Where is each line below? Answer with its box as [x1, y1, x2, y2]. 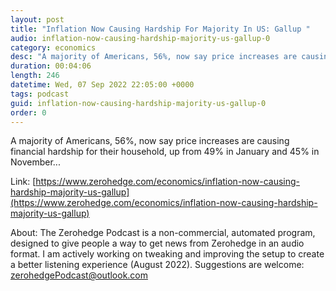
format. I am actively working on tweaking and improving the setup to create [10, 248, 325, 260]
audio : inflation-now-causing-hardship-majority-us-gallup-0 [10, 33, 271, 43]
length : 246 [10, 71, 60, 81]
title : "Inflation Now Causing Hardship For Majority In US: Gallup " [10, 24, 311, 34]
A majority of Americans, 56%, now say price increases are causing [10, 135, 290, 147]
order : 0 [10, 107, 47, 118]
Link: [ [10, 176, 37, 188]
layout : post [10, 14, 65, 25]
